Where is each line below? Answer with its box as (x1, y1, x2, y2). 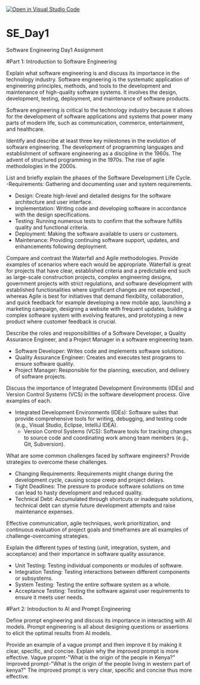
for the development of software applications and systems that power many (6, 112, 193, 120)
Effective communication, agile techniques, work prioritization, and (6, 519, 171, 527)
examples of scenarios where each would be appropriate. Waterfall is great (6, 261, 191, 268)
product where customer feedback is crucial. (6, 317, 117, 325)
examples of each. (6, 397, 52, 404)
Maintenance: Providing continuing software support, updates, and (14, 236, 180, 243)
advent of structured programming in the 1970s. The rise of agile (6, 156, 165, 163)
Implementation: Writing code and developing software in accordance (14, 204, 187, 212)
